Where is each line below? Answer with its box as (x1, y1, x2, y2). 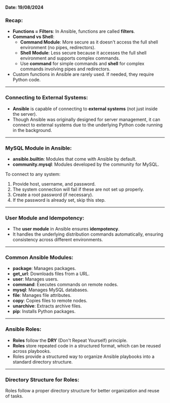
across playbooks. (12, 348, 51, 354)
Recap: (5, 17, 23, 24)
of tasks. (5, 393, 24, 399)
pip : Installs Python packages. (12, 308, 76, 315)
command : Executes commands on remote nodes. (12, 282, 118, 288)
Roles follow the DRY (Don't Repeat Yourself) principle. (12, 337, 128, 343)
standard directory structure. (12, 359, 73, 365)
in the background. (12, 127, 52, 133)
